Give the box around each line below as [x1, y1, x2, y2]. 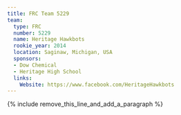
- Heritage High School [13, 68, 82, 75]
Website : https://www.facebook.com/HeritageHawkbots [19, 81, 175, 88]
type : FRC [13, 23, 41, 30]
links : [13, 74, 32, 82]
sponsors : [13, 55, 41, 62]
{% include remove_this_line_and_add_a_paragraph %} [7, 100, 164, 108]
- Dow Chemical [13, 62, 57, 69]
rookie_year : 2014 [13, 42, 67, 49]
